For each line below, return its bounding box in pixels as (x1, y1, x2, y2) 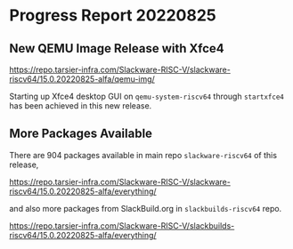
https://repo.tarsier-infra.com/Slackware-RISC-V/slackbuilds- (9, 220, 235, 231)
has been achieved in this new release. (9, 100, 152, 111)
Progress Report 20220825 (9, 5, 216, 26)
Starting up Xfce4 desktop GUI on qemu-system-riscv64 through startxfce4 (9, 91, 285, 101)
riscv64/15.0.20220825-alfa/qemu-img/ (9, 74, 156, 84)
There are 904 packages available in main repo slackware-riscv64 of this (9, 149, 278, 160)
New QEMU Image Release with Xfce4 (9, 41, 224, 56)
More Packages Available (9, 126, 153, 141)
